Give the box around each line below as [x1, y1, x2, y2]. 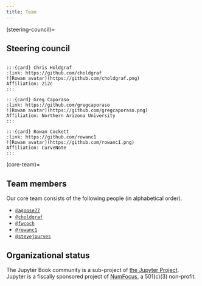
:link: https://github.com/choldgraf [6, 70, 102, 76]
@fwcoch [15, 221, 35, 227]
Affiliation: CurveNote [6, 145, 67, 151]
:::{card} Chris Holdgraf [6, 65, 72, 71]
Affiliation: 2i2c [6, 80, 53, 87]
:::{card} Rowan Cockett [6, 129, 69, 135]
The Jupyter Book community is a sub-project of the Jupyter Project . [6, 266, 179, 274]
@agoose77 [15, 208, 41, 214]
